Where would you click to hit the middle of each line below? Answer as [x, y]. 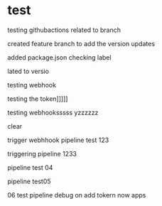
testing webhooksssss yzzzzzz [53, 112]
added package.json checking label [59, 57]
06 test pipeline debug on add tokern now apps [77, 195]
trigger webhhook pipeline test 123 [58, 140]
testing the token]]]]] [38, 99]
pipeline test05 [29, 181]
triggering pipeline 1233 [42, 153]
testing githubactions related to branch [64, 30]
